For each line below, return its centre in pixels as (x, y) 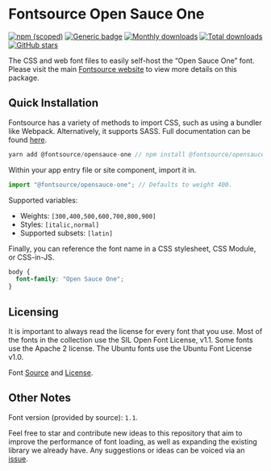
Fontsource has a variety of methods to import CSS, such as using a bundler (135, 123)
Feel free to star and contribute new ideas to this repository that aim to (125, 433)
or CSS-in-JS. (31, 257)
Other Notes (40, 398)
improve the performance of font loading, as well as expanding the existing (133, 441)
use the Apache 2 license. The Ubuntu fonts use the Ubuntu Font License (130, 348)
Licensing (33, 312)
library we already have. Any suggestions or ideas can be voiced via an (127, 450)
